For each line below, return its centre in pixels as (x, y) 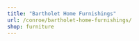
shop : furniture (31, 26)
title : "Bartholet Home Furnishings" (62, 14)
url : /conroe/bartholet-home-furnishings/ (69, 20)
